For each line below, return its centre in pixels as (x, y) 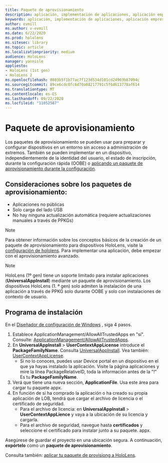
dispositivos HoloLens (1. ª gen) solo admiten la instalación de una (73, 286)
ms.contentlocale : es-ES (31, 94)
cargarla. (29, 419)
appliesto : (16, 66)
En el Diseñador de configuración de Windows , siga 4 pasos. (68, 324)
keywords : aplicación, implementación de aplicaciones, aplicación (77, 19)
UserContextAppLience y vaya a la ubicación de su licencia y (84, 414)
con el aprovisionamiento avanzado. (42, 256)
